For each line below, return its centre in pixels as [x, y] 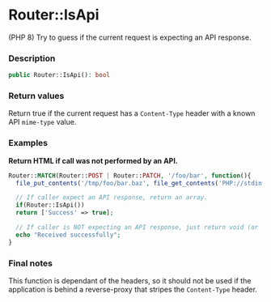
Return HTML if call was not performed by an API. [93, 160]
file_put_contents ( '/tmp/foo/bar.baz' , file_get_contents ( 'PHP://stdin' [141, 183]
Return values [36, 96]
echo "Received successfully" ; [68, 235]
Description [32, 58]
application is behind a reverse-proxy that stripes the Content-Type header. [133, 289]
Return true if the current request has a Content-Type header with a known [132, 113]
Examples [28, 143]
